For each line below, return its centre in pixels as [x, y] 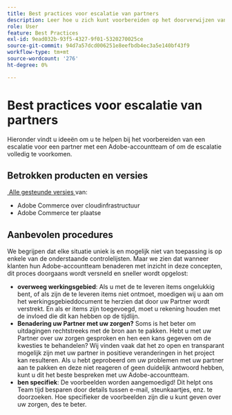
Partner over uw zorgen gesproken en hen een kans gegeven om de [114, 338]
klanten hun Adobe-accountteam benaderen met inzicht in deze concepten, [115, 266]
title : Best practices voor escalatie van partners [83, 13]
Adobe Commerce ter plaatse [59, 213]
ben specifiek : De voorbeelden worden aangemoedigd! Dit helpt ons [115, 382]
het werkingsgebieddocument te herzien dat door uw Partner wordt [113, 302]
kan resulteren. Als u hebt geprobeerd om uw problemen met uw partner [120, 360]
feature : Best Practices [43, 33]
